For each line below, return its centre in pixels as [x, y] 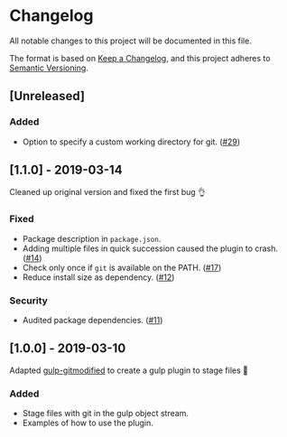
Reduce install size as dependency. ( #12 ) [98, 277]
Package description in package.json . [92, 238]
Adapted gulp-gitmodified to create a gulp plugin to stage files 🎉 [129, 370]
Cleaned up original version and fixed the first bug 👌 [107, 192]
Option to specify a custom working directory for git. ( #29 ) [131, 142]
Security [28, 301]
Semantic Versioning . [49, 68]
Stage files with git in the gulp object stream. [106, 414]
